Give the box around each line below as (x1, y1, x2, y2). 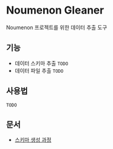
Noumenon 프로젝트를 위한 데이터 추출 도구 (6, 24, 108, 31)
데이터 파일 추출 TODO (14, 67, 64, 74)
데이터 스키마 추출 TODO (14, 60, 69, 67)
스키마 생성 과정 (14, 137, 51, 144)
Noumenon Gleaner (6, 4, 105, 17)
